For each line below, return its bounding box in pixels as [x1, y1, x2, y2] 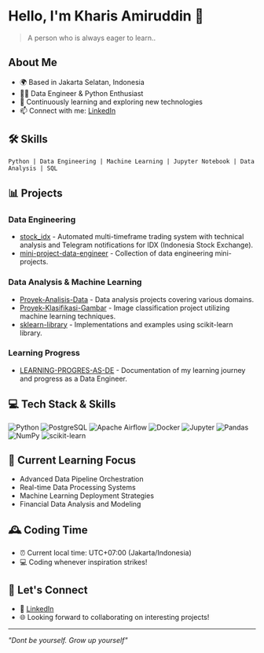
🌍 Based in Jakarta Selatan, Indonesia [19, 77, 145, 87]
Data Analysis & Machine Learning [8, 277, 142, 288]
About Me [8, 56, 57, 69]
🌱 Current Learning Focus [8, 454, 136, 467]
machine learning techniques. [19, 311, 116, 321]
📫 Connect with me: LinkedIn [19, 105, 116, 115]
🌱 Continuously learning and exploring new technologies [19, 97, 203, 106]
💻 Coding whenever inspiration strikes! [19, 558, 148, 567]
